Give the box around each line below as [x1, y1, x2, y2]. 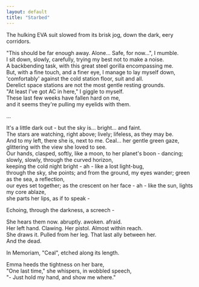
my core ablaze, [6, 188, 47, 195]
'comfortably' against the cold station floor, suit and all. [6, 75, 144, 82]
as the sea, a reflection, [6, 175, 65, 182]
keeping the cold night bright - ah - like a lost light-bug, [6, 163, 144, 170]
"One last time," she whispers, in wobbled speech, [6, 267, 132, 274]
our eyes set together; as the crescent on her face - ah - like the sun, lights [6, 182, 194, 189]
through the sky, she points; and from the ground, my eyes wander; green [6, 169, 191, 176]
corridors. [6, 37, 31, 45]
